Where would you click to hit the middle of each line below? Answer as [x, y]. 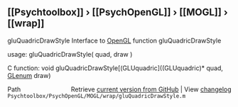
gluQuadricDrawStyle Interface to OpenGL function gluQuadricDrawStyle [114, 40]
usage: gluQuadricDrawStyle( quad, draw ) [70, 54]
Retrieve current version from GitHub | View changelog [151, 89]
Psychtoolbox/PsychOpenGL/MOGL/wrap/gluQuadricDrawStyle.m [97, 96]
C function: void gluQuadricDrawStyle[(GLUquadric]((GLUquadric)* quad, [115, 68]
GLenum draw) [29, 75]
